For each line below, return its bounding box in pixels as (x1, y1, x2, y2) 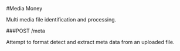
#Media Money (6, 5, 43, 12)
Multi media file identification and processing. (6, 16, 117, 23)
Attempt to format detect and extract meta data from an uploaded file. (6, 39, 175, 45)
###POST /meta (6, 27, 46, 34)
